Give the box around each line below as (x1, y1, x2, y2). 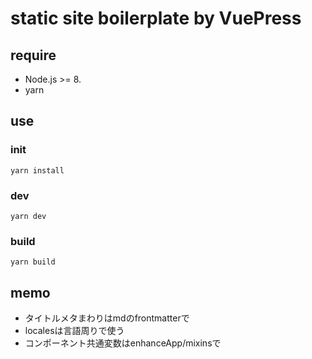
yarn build (10, 257, 56, 267)
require (10, 47, 57, 64)
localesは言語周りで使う (24, 325, 125, 337)
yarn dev (10, 211, 47, 221)
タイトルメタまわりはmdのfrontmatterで (24, 312, 190, 324)
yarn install (10, 165, 65, 176)
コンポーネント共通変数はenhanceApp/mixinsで (24, 337, 222, 349)
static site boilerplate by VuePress (10, 7, 302, 30)
